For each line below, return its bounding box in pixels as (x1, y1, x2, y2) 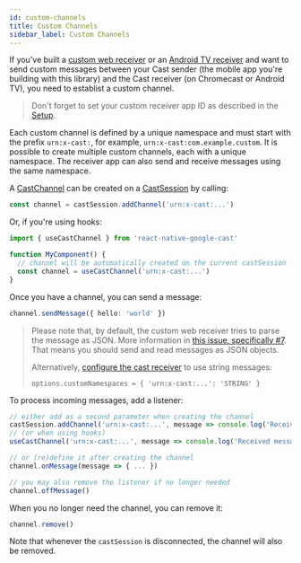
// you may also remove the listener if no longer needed (9, 478, 230, 487)
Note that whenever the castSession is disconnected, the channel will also (9, 536, 283, 547)
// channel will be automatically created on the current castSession (17, 259, 287, 268)
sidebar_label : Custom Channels (9, 30, 130, 39)
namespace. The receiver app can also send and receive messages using (9, 156, 281, 167)
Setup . (30, 110, 56, 121)
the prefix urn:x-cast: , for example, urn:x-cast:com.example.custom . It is (9, 136, 278, 148)
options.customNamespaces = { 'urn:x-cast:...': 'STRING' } (30, 379, 261, 388)
